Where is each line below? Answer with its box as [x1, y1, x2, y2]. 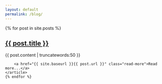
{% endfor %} [5, 74, 32, 80]
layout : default [5, 7, 38, 12]
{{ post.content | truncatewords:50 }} [5, 52, 80, 58]
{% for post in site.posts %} [5, 25, 62, 31]
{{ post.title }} [5, 39, 49, 47]
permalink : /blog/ [5, 12, 43, 17]
